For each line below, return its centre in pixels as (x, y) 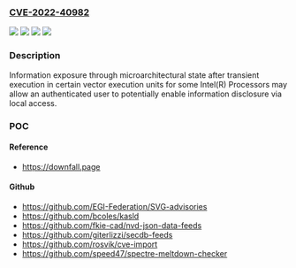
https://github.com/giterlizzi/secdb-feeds (97, 234)
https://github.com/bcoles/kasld (80, 216)
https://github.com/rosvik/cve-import (90, 244)
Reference (29, 147)
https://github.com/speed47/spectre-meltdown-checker (125, 253)
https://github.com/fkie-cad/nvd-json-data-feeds (112, 225)
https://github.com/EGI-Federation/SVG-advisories (114, 206)
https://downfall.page (61, 166)
